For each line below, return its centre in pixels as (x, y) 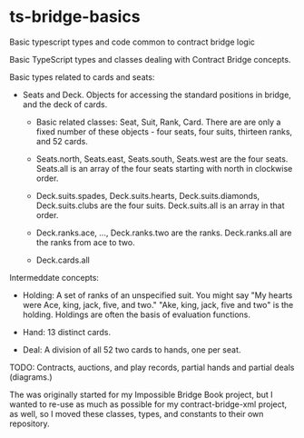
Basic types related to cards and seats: (82, 77)
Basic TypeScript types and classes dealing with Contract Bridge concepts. (150, 59)
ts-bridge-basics (75, 17)
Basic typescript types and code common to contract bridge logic (132, 42)
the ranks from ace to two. (85, 242)
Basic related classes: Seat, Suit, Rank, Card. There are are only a (158, 122)
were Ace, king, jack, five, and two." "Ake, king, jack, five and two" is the (158, 304)
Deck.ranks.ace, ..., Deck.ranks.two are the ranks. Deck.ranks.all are (164, 233)
